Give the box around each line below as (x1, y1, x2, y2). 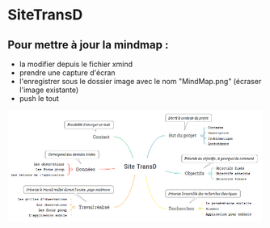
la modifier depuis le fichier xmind (19, 59, 133, 69)
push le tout (19, 94, 60, 103)
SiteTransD (7, 6, 83, 24)
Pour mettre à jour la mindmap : (7, 38, 169, 52)
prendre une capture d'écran (19, 68, 116, 78)
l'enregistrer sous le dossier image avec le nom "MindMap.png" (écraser (19, 77, 262, 86)
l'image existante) (19, 85, 79, 95)
